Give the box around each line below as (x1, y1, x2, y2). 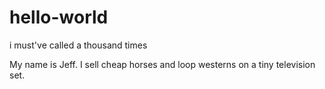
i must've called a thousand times (9, 39, 148, 51)
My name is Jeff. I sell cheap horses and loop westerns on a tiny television (9, 58, 316, 70)
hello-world (9, 6, 109, 29)
